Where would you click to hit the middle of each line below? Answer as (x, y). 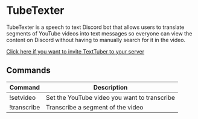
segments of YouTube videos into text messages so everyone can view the (99, 33)
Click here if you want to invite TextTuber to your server (75, 51)
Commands (29, 71)
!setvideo (23, 97)
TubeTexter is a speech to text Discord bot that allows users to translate (95, 27)
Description (110, 87)
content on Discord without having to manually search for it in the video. (96, 40)
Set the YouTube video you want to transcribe (110, 97)
